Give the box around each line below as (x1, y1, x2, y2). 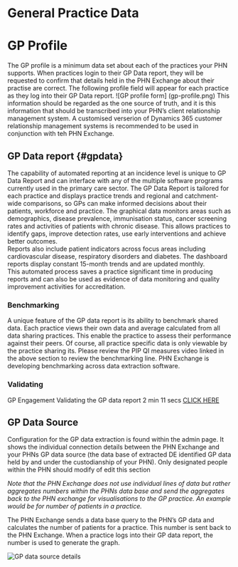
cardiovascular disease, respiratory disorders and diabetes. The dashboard (7, 251, 228, 261)
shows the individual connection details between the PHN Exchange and (7, 443, 220, 452)
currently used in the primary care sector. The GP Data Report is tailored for (7, 184, 229, 192)
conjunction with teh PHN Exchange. (7, 130, 115, 138)
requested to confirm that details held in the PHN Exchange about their (7, 76, 215, 85)
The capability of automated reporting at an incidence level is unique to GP (7, 169, 227, 177)
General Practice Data (7, 5, 139, 21)
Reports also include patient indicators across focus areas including (7, 244, 206, 253)
